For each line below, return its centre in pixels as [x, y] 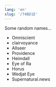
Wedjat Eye [23, 74]
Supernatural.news [31, 79]
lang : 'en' [16, 10]
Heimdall [21, 58]
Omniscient [23, 38]
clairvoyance [25, 43]
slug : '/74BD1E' [21, 14]
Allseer [19, 48]
